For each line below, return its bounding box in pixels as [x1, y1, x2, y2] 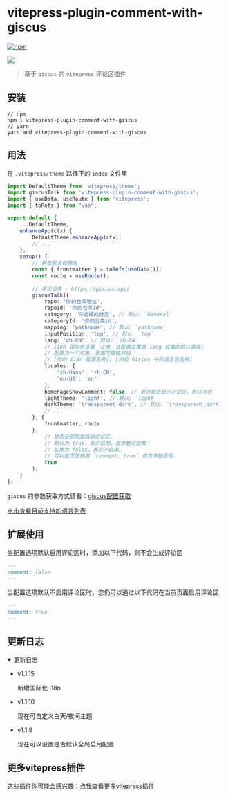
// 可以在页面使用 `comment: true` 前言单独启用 [44, 452, 173, 459]
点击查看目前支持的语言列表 [7, 506, 86, 515]
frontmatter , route [44, 421, 100, 428]
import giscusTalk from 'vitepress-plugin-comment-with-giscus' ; [7, 189, 199, 196]
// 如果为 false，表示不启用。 [44, 446, 124, 453]
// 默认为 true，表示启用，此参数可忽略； [44, 439, 152, 447]
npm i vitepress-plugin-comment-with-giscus [7, 116, 137, 124]
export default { [7, 214, 57, 222]
